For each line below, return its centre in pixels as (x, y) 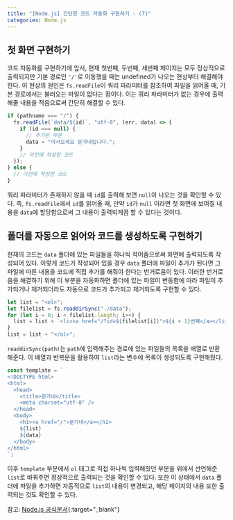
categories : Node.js (37, 20)
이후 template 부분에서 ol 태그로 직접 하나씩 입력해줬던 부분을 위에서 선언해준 (112, 469)
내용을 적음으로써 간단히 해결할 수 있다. (73, 103)
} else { (20, 168)
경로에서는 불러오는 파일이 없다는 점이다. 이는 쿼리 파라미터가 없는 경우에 (112, 94)
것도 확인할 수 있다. (51, 495)
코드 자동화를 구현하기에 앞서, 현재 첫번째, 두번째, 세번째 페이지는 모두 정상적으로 (116, 68)
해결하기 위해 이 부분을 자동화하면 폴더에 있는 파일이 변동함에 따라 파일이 (118, 280)
